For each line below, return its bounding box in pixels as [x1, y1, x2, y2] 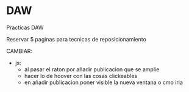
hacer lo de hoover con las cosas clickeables [24, 72, 138, 79]
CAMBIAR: [6, 47, 32, 55]
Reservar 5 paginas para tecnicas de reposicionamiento [6, 35, 146, 43]
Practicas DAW [6, 24, 44, 31]
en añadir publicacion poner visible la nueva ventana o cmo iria [24, 79, 183, 86]
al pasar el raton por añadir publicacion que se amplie [24, 65, 160, 73]
